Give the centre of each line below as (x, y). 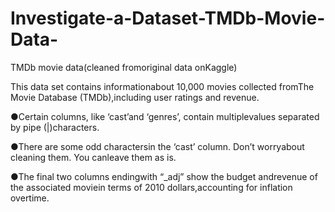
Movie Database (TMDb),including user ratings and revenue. (135, 97)
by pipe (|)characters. (55, 127)
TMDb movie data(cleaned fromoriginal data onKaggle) (124, 67)
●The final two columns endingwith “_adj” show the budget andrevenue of (164, 176)
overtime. (30, 198)
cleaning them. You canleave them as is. (93, 157)
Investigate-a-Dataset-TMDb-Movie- (168, 18)
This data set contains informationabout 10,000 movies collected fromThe (162, 86)
